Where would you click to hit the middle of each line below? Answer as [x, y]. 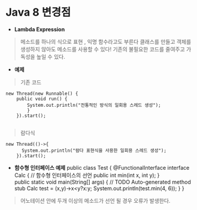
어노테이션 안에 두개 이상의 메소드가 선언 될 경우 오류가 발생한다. [95, 200]
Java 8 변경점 [38, 12]
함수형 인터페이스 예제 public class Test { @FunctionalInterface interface [102, 167]
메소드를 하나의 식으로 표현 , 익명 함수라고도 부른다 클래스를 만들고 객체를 [106, 41]
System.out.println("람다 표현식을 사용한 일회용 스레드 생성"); [94, 151]
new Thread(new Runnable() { [42, 94]
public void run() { [42, 99]
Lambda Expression [40, 29]
